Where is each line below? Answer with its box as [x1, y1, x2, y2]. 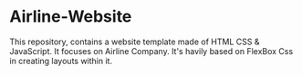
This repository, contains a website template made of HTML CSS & [9, 36, 260, 47]
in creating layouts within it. [9, 55, 112, 66]
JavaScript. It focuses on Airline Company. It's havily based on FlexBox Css [9, 45, 294, 56]
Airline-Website [9, 6, 132, 27]
